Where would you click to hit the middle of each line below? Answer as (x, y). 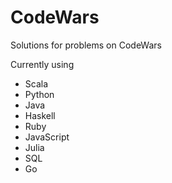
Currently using (42, 64)
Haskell (40, 115)
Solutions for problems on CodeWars (86, 45)
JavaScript (47, 137)
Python (39, 94)
